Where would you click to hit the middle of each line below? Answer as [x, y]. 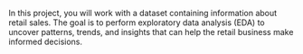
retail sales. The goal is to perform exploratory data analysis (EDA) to [137, 22]
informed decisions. [46, 41]
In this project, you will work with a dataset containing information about [143, 13]
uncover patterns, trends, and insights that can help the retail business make [151, 32]
